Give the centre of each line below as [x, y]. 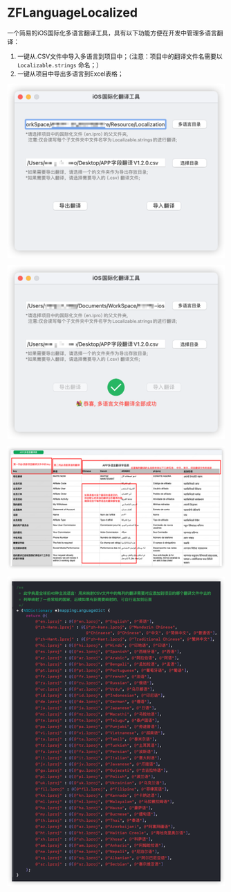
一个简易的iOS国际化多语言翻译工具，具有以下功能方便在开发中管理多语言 [112, 33]
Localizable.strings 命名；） [59, 65]
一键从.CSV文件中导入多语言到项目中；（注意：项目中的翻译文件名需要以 [120, 56]
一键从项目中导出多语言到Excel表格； [71, 74]
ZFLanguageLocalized [73, 13]
